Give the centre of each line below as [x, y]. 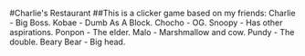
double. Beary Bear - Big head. [68, 42]
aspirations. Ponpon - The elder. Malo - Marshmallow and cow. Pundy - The [152, 32]
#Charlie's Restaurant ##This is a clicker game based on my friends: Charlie [152, 13]
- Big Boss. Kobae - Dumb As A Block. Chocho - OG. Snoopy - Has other [146, 23]
